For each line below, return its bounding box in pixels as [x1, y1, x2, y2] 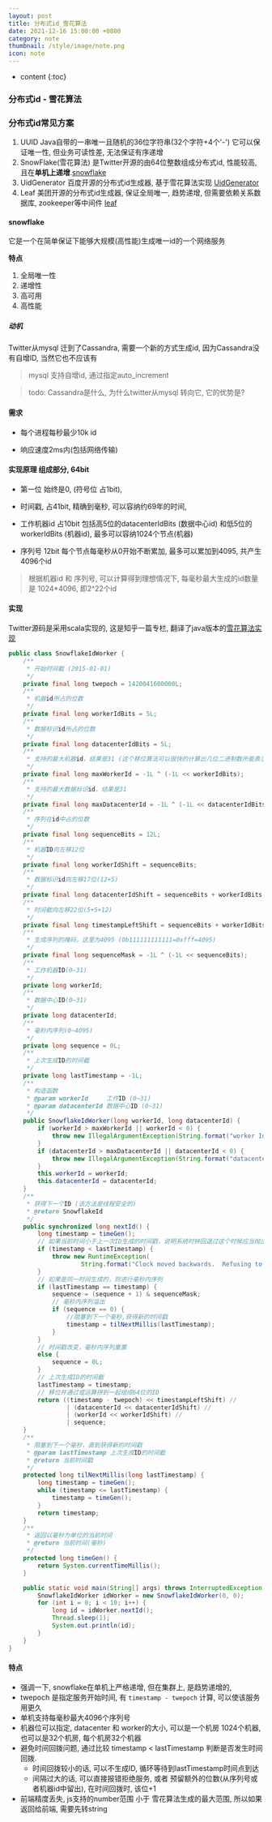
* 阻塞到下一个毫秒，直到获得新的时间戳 [26, 1441, 143, 1449]
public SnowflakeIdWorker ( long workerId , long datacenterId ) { [23, 1117, 241, 1125]
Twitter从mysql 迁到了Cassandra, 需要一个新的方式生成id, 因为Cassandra [8, 343, 253, 353]
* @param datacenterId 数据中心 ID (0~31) [26, 1102, 164, 1110]
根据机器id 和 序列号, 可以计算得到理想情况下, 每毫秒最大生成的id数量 [28, 573, 259, 583]
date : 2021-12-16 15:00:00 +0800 [8, 27, 121, 35]
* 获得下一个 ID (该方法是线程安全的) [26, 1199, 137, 1208]
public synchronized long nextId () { [23, 1222, 151, 1231]
